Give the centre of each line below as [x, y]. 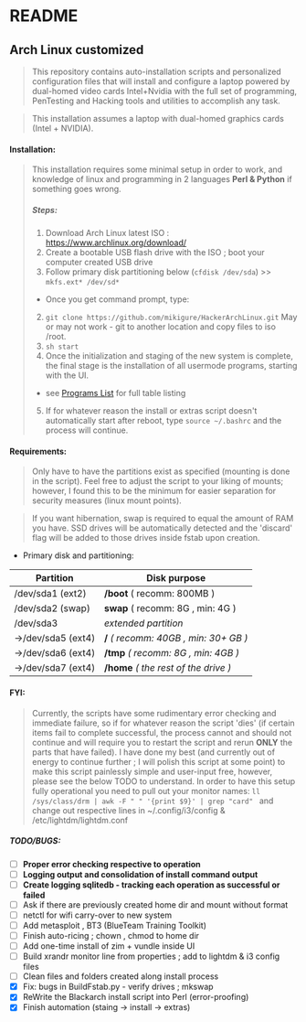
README [44, 16]
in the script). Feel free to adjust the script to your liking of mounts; [158, 481]
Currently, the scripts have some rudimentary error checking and [154, 713]
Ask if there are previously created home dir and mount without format [155, 904]
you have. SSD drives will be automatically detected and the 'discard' [162, 528]
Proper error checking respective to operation [111, 864]
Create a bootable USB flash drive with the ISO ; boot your [155, 253]
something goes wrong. [76, 189]
